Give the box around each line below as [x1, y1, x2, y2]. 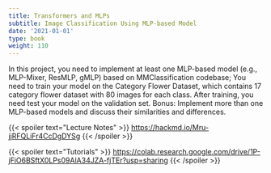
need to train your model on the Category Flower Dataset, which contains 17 [8, 82, 261, 91]
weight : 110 [8, 42, 49, 50]
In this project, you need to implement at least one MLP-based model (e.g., [8, 64, 257, 74]
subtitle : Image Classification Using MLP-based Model [8, 19, 197, 27]
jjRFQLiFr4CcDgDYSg [8, 131, 81, 141]
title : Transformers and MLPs [8, 11, 111, 20]
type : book [8, 34, 45, 43]
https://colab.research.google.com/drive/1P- [112, 147, 261, 157]
